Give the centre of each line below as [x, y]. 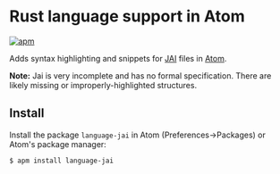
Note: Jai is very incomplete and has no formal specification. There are [140, 75]
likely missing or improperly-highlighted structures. [103, 85]
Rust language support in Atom [127, 17]
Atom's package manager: [58, 144]
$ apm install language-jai [62, 161]
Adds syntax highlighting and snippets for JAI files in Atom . [118, 58]
